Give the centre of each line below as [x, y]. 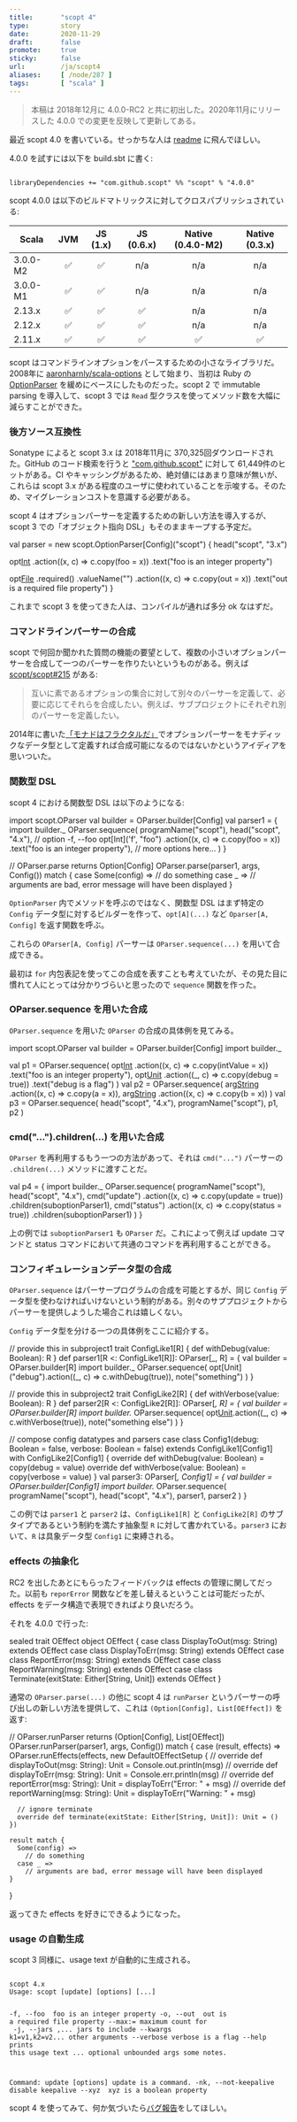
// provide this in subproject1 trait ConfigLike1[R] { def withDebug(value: [140, 1349]
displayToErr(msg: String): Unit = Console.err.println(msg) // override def [141, 1774]
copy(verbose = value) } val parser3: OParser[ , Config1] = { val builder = [141, 1477]
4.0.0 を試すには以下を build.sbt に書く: [81, 158]
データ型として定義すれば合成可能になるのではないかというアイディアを [156, 745]
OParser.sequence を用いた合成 [78, 1010]
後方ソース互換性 [46, 432]
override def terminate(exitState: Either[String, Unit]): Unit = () [148, 1817]
